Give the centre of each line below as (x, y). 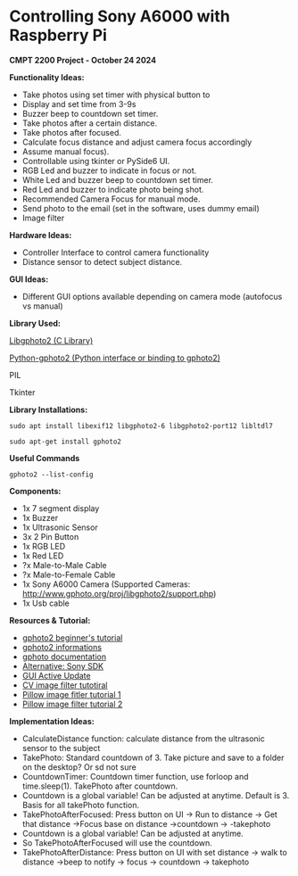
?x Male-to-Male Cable (64, 565)
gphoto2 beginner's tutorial (72, 637)
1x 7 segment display (61, 508)
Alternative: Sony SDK (63, 665)
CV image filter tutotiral (65, 685)
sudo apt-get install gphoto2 (66, 442)
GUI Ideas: (29, 279)
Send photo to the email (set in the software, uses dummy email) (141, 208)
